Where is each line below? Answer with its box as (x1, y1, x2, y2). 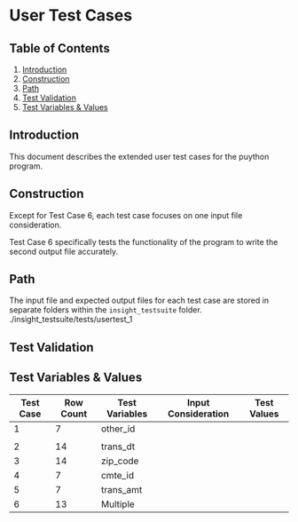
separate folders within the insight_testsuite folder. (9, 304, 202, 315)
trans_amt (100, 483, 143, 495)
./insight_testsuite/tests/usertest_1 (9, 314, 133, 325)
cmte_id (100, 469, 135, 481)
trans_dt (100, 440, 136, 453)
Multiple (100, 498, 135, 510)
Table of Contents (9, 41, 111, 56)
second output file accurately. (9, 246, 119, 257)
